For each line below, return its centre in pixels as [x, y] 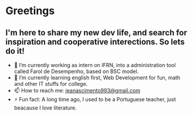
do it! [15, 51]
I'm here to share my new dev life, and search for [96, 33]
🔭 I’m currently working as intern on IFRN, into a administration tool [95, 65]
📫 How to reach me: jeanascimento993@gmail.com [77, 90]
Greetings [30, 11]
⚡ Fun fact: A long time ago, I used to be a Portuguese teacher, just [95, 99]
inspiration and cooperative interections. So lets [95, 42]
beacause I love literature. [45, 108]
